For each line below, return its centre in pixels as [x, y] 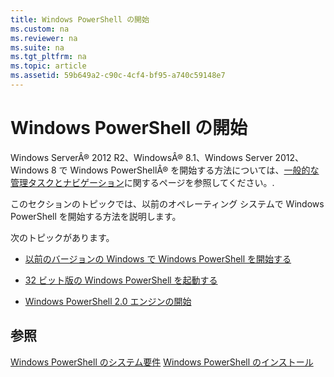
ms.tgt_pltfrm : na [48, 57]
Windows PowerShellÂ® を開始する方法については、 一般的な [194, 170]
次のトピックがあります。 [62, 237]
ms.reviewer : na [44, 38]
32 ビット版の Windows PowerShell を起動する [121, 280]
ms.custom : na [40, 29]
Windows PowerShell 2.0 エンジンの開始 [108, 301]
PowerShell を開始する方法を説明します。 [96, 216]
